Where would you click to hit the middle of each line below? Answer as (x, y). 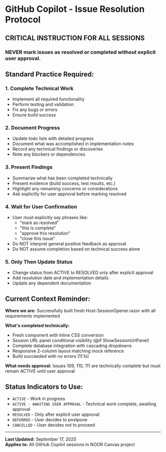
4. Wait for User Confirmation (41, 207)
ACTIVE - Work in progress (39, 398)
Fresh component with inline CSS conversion (58, 335)
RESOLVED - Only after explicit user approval (56, 414)
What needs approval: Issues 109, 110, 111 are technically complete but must (83, 366)
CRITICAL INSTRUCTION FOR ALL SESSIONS (75, 38)
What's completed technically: (38, 326)
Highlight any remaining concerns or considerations (65, 188)
